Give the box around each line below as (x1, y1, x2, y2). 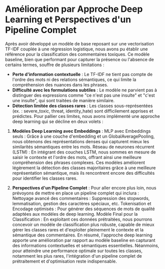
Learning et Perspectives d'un (5, 14, 132, 25)
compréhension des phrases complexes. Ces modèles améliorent (12, 159, 145, 165)
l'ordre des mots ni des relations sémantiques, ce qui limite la (12, 77, 136, 82)
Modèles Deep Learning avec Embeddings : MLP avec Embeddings (12, 128, 151, 134)
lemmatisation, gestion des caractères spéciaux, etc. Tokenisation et (12, 200, 152, 206)
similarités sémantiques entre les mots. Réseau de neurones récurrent (12, 144, 155, 150)
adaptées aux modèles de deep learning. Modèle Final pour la (12, 211, 138, 217)
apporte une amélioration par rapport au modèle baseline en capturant (12, 237, 156, 243)
